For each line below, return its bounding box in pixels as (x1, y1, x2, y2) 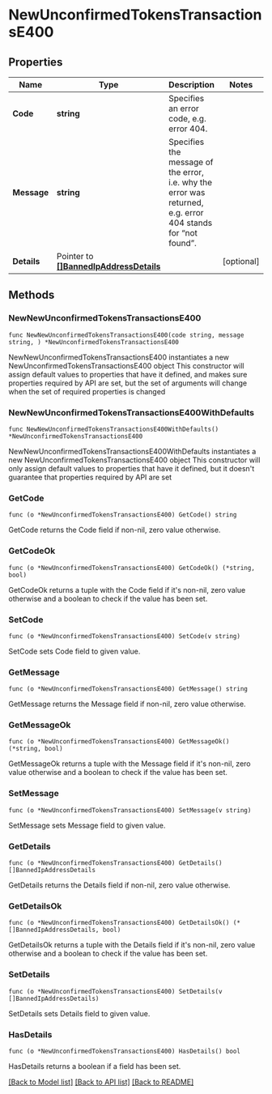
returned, (168, 197, 204, 208)
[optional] (222, 256, 260, 266)
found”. (168, 237, 197, 249)
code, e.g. (168, 113, 206, 124)
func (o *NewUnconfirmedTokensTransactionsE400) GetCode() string (8, 511, 237, 519)
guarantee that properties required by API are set (8, 472, 172, 482)
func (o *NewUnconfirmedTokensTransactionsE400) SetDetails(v (8, 987, 223, 995)
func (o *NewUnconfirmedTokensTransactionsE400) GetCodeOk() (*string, (8, 564, 255, 572)
